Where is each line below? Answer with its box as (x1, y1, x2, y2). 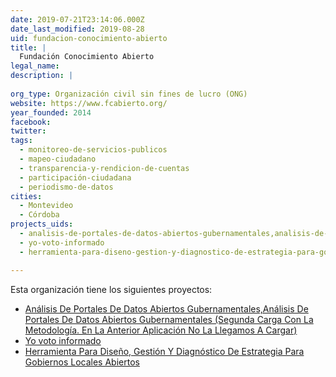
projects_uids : (10, 219, 74, 230)
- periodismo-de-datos (19, 182, 114, 192)
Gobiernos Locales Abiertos (24, 356, 140, 368)
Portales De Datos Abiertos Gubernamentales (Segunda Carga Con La (24, 313, 314, 325)
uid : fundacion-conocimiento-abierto (10, 33, 168, 43)
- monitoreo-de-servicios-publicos (19, 145, 168, 155)
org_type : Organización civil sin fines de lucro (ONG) (10, 89, 248, 99)
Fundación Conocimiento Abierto (19, 52, 155, 62)
